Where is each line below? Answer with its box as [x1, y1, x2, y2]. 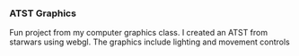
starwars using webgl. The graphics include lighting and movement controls [9, 36, 290, 47]
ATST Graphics [9, 7, 76, 20]
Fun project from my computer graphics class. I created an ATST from [9, 28, 268, 38]
